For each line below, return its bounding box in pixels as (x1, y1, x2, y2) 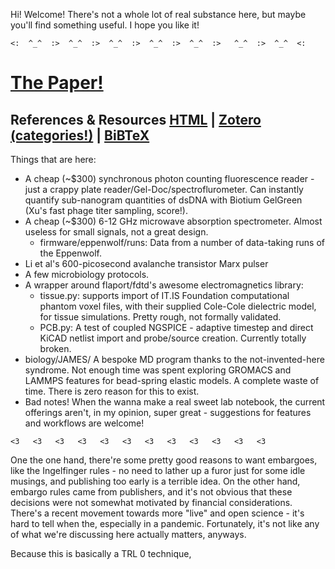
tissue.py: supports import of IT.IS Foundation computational (39, 290, 290, 301)
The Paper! (10, 72, 104, 94)
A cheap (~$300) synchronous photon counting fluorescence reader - (24, 173, 315, 184)
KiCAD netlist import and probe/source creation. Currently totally (39, 332, 307, 344)
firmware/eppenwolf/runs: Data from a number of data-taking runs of (39, 237, 326, 248)
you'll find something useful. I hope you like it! (10, 19, 200, 31)
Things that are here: (10, 154, 97, 165)
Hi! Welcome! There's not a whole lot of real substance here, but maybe (10, 9, 307, 20)
